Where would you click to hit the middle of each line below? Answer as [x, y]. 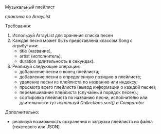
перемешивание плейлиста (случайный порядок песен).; [79, 92]
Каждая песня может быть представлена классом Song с [72, 40]
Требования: [18, 26]
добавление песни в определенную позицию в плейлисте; [80, 77]
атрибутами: [25, 46]
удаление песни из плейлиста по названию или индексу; [78, 82]
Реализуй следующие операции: [46, 66]
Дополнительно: [22, 112]
